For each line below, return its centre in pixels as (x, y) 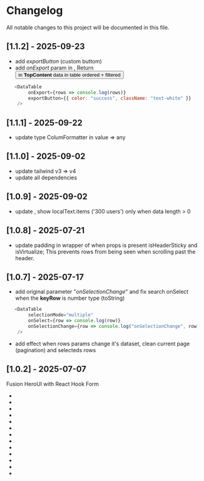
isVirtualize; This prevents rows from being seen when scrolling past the (105, 251)
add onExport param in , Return (54, 67)
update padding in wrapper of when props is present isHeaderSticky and (106, 245)
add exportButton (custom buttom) (58, 61)
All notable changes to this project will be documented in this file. (88, 27)
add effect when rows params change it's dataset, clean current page (102, 344)
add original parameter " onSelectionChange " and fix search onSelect (102, 292)
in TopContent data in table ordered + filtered (69, 74)
